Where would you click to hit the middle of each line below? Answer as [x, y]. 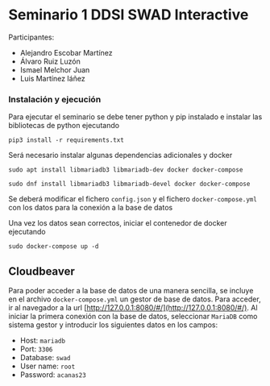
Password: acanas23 [53, 375]
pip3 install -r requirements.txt [66, 140]
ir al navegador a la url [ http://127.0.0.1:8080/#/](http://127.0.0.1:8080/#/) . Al [133, 308]
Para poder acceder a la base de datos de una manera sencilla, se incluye [131, 291]
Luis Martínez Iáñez [53, 78]
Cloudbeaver [42, 271]
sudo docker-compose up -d [54, 247]
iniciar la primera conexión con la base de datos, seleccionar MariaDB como [133, 317]
